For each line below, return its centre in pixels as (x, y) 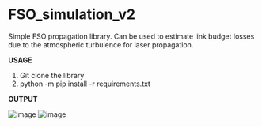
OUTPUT (23, 99)
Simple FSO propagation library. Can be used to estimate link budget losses (131, 36)
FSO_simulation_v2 (72, 15)
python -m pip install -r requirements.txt (85, 84)
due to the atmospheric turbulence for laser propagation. (101, 44)
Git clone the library (52, 75)
